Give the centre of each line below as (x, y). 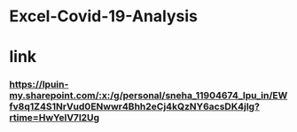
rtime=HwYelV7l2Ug (55, 118)
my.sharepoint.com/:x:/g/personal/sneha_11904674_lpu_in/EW (148, 96)
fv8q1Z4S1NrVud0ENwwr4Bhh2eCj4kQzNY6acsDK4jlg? (134, 106)
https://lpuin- (39, 84)
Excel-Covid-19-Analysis (103, 16)
